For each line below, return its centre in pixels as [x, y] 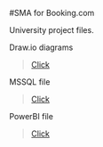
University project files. [52, 30]
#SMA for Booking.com [52, 13]
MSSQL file [30, 82]
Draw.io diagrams [41, 47]
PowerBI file [31, 116]
